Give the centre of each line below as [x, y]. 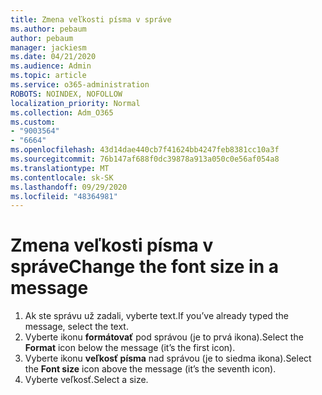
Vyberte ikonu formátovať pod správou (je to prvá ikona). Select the [164, 337]
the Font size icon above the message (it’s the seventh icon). [150, 369]
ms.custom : [33, 122]
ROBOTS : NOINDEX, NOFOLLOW [66, 94]
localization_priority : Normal [75, 103]
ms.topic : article [48, 76]
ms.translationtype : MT [60, 168]
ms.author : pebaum [48, 29]
